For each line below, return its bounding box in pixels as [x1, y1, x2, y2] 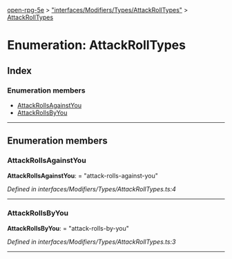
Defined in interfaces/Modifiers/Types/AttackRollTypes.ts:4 [7, 184, 176, 193]
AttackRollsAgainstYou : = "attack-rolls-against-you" [7, 171, 159, 180]
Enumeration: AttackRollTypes [7, 37, 186, 53]
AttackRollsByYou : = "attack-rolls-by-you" [7, 224, 130, 232]
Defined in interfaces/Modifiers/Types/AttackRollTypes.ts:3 [7, 238, 176, 246]
